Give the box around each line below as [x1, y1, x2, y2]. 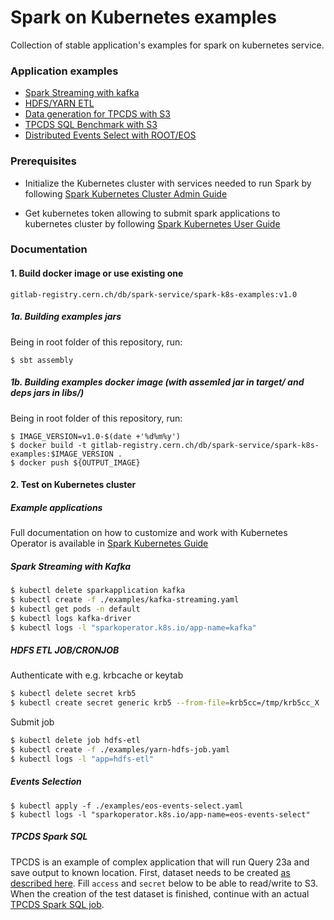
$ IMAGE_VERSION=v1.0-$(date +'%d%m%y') [10, 431, 182, 441]
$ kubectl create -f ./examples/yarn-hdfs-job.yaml [10, 745, 230, 755]
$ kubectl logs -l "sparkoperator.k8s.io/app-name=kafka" [10, 622, 257, 633]
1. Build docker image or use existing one [10, 267, 184, 280]
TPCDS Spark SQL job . [10, 898, 105, 910]
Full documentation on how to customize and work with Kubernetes [10, 527, 288, 539]
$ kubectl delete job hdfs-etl [10, 736, 141, 746]
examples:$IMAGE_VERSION [10, 449, 114, 459]
